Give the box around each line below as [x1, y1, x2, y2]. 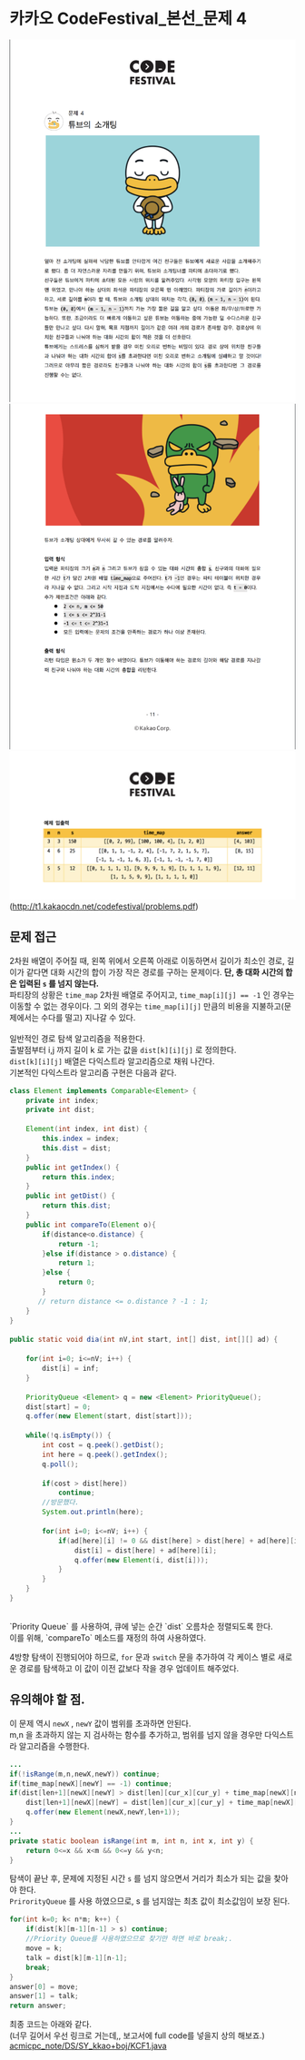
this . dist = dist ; [42, 1143, 112, 1153]
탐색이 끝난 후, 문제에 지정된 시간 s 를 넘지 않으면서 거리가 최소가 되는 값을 [9, 1873, 272, 1884]
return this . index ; [42, 1172, 116, 1181]
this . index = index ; [42, 1134, 120, 1144]
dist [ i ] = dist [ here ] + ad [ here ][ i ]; [74, 1545, 218, 1555]
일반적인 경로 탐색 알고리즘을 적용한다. [9, 1032, 145, 1044]
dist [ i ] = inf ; [42, 1364, 100, 1374]
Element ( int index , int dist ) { [25, 1125, 148, 1134]
